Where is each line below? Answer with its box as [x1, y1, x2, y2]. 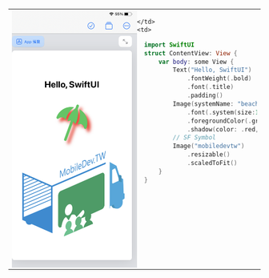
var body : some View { [158, 58, 235, 66]
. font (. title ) [187, 83, 235, 91]
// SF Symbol [172, 134, 216, 142]
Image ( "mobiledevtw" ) [172, 142, 245, 151]
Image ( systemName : [172, 99, 235, 108]
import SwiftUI [143, 41, 195, 49]
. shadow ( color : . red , [187, 125, 259, 133]
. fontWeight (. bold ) [187, 75, 252, 83]
